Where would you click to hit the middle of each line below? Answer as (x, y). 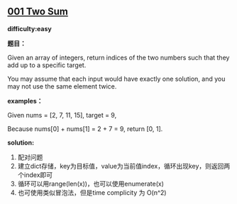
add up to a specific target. (47, 65)
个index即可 (35, 175)
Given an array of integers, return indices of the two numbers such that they (118, 57)
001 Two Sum (38, 12)
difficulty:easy (29, 28)
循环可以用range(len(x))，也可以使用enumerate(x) (91, 183)
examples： (25, 101)
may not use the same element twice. (62, 86)
